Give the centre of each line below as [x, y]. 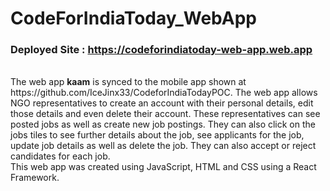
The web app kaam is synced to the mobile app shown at [128, 82]
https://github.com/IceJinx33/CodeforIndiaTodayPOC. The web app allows [164, 93]
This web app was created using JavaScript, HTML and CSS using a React [163, 167]
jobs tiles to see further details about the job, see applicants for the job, [157, 135]
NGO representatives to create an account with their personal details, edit [162, 103]
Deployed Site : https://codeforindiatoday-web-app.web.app [161, 50]
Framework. [35, 178]
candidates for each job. [60, 156]
